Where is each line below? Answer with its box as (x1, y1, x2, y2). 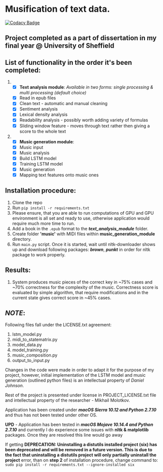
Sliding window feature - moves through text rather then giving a (19, 123, 150, 129)
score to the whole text (19, 128, 66, 134)
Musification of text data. (5, 3, 110, 15)
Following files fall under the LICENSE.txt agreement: (5, 322, 112, 328)
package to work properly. (12, 251, 66, 257)
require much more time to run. (12, 220, 75, 226)
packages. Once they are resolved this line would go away (5, 432, 123, 438)
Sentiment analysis (19, 106, 58, 112)
